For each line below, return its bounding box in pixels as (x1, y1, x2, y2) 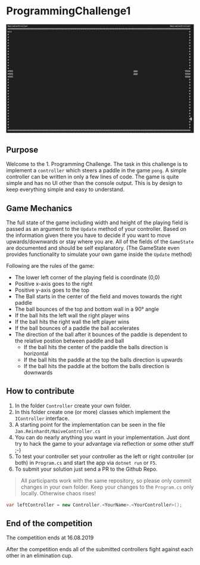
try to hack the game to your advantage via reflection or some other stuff (14, 440, 194, 447)
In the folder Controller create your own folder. (14, 402, 132, 409)
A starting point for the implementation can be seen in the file (14, 421, 165, 428)
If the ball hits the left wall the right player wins (14, 311, 130, 319)
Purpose (6, 144, 39, 155)
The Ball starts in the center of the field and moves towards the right (14, 292, 183, 300)
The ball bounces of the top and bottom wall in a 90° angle (14, 305, 160, 313)
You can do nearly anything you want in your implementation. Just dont (14, 434, 190, 441)
